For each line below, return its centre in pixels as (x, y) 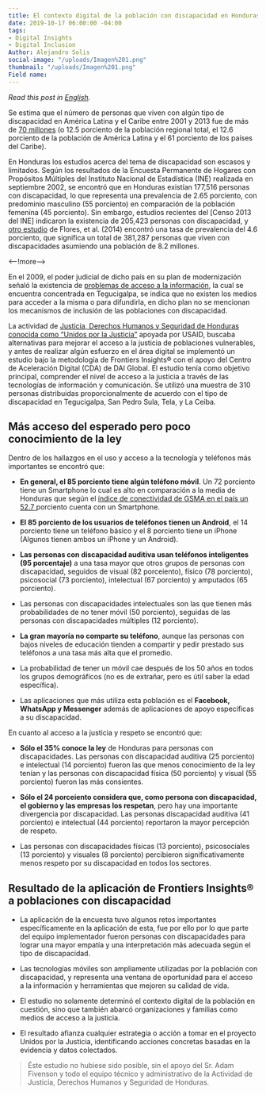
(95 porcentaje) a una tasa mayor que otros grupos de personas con (132, 563)
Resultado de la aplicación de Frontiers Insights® (131, 888)
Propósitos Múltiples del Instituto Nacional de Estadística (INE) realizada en (131, 179)
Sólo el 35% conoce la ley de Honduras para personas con (116, 748)
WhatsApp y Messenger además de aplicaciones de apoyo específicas (137, 709)
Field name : (28, 75)
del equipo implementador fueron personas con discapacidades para (132, 936)
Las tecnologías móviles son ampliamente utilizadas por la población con (139, 969)
